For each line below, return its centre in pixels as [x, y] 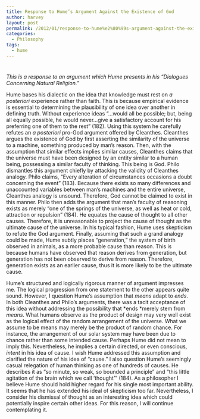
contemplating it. [27, 409]
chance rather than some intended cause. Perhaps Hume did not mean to [96, 340]
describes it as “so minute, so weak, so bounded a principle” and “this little [98, 371]
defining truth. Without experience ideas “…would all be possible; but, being [99, 113]
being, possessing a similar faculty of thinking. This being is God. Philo [93, 164]
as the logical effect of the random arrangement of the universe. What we [96, 321]
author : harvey [25, 17]
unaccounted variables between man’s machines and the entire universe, [96, 189]
